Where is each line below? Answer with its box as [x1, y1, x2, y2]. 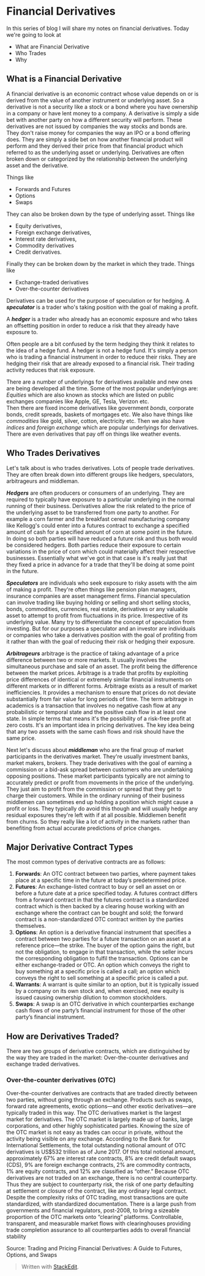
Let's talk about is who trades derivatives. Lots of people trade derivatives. [6, 464, 195, 471]
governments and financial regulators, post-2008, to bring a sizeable [6, 1207, 180, 1214]
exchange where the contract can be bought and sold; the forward [15, 909, 184, 917]
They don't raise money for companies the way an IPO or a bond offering [6, 129, 191, 136]
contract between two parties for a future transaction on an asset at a [15, 935, 191, 943]
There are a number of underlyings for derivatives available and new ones [6, 378, 193, 385]
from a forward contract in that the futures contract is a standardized [15, 896, 189, 903]
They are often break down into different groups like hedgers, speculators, [6, 471, 194, 478]
